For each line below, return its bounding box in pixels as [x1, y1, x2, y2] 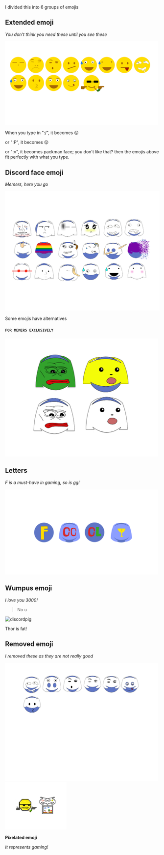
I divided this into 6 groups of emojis [5, 4, 79, 10]
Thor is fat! [5, 626, 27, 631]
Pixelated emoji [5, 835, 37, 841]
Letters [5, 466, 28, 475]
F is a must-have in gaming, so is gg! [5, 479, 80, 485]
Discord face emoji [5, 168, 64, 176]
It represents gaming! [5, 844, 48, 850]
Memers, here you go [5, 181, 48, 187]
